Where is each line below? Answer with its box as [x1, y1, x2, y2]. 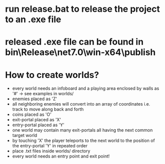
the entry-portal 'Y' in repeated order [12, 143, 88, 149]
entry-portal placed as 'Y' [12, 122, 65, 128]
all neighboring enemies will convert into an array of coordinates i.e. [12, 101, 150, 107]
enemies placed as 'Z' [12, 96, 58, 102]
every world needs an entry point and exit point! [12, 153, 110, 159]
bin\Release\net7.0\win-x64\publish [5, 47, 156, 58]
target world [12, 133, 37, 138]
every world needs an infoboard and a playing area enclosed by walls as [12, 85, 159, 91]
